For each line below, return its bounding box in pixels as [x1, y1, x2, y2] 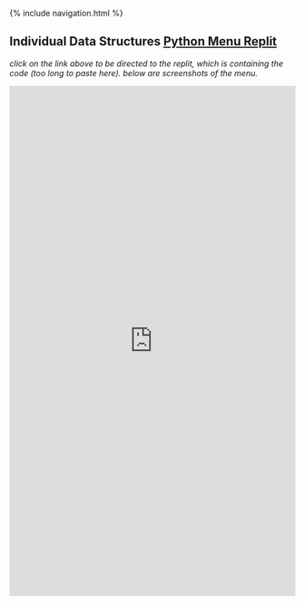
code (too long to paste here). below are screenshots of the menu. [9, 67, 259, 78]
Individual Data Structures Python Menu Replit [9, 34, 278, 49]
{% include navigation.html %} [9, 8, 124, 18]
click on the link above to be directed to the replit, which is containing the [9, 58, 284, 69]
